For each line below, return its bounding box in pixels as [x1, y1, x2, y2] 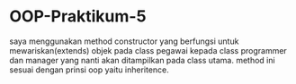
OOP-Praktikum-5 [9, 6, 147, 27]
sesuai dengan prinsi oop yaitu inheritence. [9, 64, 169, 75]
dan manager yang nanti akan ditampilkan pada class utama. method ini [9, 55, 276, 65]
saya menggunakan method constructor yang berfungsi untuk [9, 36, 239, 46]
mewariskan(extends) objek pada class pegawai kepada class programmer [9, 45, 288, 55]
